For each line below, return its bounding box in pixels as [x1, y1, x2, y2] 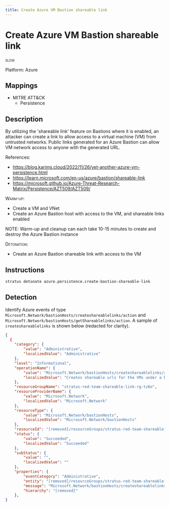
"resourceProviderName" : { [14, 389, 71, 394]
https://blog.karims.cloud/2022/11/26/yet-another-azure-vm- [12, 164, 140, 170]
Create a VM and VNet [12, 205, 60, 211]
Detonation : [5, 241, 28, 247]
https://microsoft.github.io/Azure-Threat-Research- [12, 180, 120, 187]
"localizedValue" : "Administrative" [23, 351, 101, 356]
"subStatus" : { [14, 450, 47, 455]
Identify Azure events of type [5, 306, 66, 312]
